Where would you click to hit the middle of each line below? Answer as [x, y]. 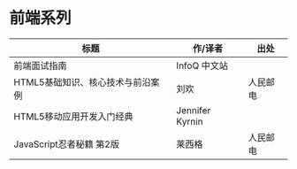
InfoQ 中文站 [202, 65]
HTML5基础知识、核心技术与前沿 [83, 82]
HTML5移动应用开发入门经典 [74, 116]
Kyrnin [190, 121]
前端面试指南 [41, 65]
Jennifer [194, 110]
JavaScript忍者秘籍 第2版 [66, 144]
